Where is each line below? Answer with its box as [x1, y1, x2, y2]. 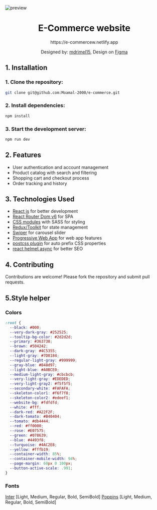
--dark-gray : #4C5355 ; [10, 349, 57, 354]
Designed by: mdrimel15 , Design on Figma [41, 48, 128, 55]
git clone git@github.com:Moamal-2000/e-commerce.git [5, 90, 120, 95]
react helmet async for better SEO [12, 246, 83, 252]
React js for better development [12, 208, 78, 214]
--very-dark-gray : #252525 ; [10, 329, 69, 335]
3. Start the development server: [5, 125, 86, 132]
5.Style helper [5, 294, 50, 302]
